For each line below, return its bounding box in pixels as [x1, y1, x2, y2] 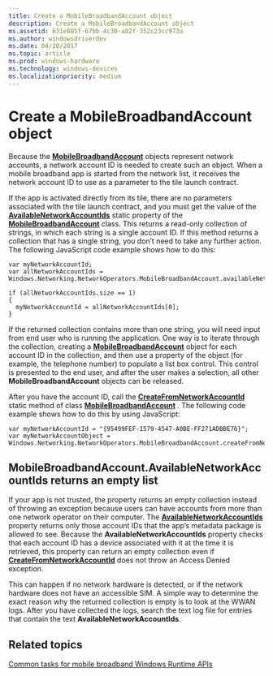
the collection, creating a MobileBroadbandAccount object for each [8, 342, 237, 351]
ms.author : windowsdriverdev [8, 34, 107, 43]
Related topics [8, 638, 83, 652]
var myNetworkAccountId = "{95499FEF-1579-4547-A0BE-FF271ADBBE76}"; [8, 424, 249, 433]
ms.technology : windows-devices [8, 65, 118, 73]
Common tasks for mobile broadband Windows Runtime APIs [8, 659, 213, 670]
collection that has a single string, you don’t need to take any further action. [8, 236, 262, 246]
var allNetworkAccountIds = [8, 267, 104, 276]
